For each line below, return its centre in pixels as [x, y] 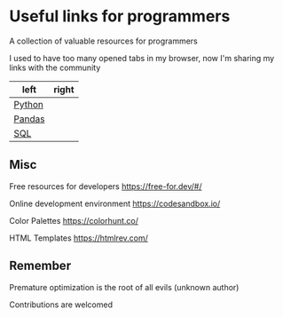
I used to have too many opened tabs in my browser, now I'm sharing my [142, 58]
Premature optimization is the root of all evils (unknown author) [124, 287]
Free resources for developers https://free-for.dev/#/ [106, 186]
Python [29, 104]
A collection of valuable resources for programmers [103, 41]
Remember [40, 266]
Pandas [29, 119]
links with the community [55, 67]
